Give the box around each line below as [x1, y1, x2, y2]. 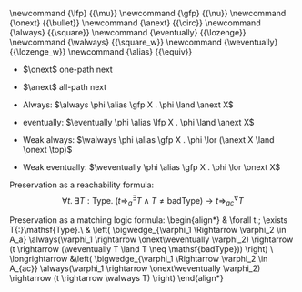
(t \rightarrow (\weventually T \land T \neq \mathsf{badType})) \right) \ [9, 244, 274, 255]
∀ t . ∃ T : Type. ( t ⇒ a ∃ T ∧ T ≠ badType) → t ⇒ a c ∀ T [62, 194, 244, 208]
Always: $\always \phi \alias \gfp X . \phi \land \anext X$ [22, 99, 234, 110]
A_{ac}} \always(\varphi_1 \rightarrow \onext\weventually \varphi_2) [9, 263, 261, 274]
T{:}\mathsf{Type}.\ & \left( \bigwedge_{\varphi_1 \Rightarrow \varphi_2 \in [9, 225, 287, 236]
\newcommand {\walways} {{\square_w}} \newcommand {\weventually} [9, 36, 278, 47]
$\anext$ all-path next [22, 82, 107, 92]
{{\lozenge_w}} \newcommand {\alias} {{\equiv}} [9, 46, 193, 57]
